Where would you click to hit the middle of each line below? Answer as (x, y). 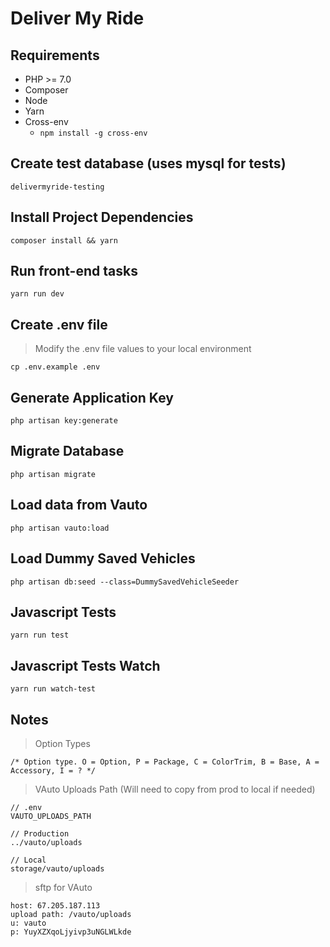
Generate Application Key (92, 397)
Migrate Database (67, 451)
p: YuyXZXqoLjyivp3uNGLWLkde (71, 932)
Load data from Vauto (79, 505)
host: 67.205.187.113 (55, 905)
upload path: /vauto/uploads (71, 914)
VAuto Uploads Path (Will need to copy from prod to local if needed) (175, 789)
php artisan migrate (53, 474)
